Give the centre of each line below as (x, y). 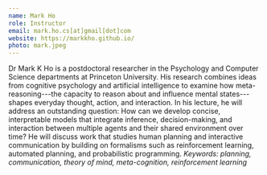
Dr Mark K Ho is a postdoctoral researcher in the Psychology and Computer (133, 68)
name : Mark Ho (32, 16)
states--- (235, 94)
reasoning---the (35, 94)
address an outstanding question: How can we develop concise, (115, 111)
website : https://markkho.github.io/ (72, 38)
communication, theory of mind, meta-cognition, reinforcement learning (128, 162)
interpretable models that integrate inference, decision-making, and (120, 120)
